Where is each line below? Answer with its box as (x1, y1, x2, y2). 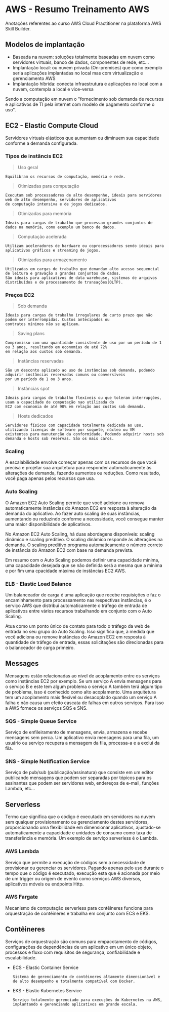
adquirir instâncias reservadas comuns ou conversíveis (5, 372, 125, 378)
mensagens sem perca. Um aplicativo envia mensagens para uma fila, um (5, 735, 159, 741)
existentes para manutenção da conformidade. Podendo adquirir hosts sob (5, 432, 164, 437)
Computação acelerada (17, 233, 67, 239)
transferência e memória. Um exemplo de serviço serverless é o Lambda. (5, 835, 158, 841)
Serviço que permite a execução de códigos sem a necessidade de (5, 859, 146, 865)
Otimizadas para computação (17, 183, 79, 189)
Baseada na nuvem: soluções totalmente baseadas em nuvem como (12, 54, 155, 60)
